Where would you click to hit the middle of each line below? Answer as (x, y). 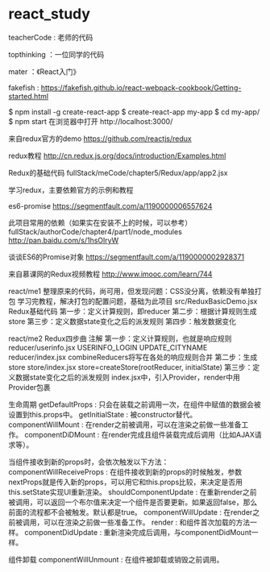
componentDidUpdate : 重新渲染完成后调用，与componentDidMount (137, 532)
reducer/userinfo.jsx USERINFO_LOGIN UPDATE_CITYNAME (108, 347)
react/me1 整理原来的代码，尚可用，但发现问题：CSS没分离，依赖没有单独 (132, 291)
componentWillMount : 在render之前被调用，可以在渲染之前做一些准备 (125, 425)
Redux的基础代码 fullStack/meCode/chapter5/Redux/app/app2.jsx (118, 172)
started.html (29, 96)
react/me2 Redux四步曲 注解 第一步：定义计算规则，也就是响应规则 (120, 338)
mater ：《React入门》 (44, 71)
